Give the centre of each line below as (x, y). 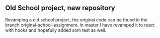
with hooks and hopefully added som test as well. (56, 30)
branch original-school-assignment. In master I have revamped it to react (80, 25)
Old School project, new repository (60, 8)
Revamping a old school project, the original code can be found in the (76, 19)
